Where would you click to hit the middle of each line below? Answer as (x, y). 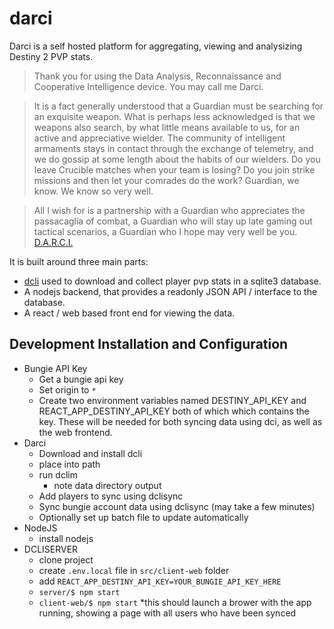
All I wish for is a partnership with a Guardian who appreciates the (169, 210)
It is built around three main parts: (79, 261)
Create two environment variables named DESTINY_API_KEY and (172, 400)
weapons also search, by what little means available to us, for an (167, 127)
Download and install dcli (90, 453)
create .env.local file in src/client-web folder (134, 570)
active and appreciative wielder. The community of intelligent (159, 138)
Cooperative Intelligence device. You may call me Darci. (148, 86)
